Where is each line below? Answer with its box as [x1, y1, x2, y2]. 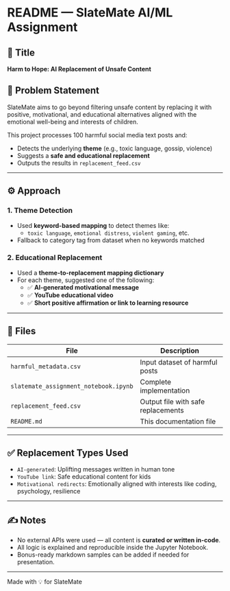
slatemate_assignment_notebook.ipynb [10, 382, 133, 390]
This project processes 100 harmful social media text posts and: [7, 130, 188, 139]
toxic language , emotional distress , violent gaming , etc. [27, 229, 190, 237]
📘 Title [7, 47, 36, 58]
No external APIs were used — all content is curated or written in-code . [16, 536, 221, 544]
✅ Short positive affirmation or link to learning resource [27, 299, 189, 307]
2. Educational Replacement [7, 253, 103, 262]
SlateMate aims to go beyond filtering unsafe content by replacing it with [7, 103, 212, 111]
